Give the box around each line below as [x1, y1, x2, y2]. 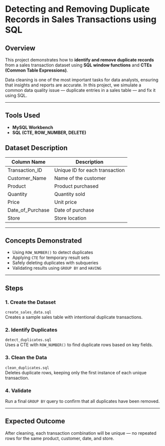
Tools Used [5, 111, 40, 120]
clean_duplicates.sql [5, 365, 50, 370]
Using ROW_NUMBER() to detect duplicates [12, 250, 93, 255]
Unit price [54, 198, 77, 205]
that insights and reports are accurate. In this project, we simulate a [5, 82, 141, 88]
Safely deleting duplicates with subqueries [12, 260, 99, 266]
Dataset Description [5, 144, 68, 152]
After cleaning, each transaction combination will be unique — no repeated [5, 430, 157, 436]
